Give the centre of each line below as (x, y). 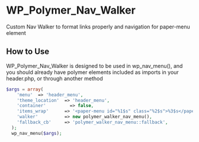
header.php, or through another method (54, 78)
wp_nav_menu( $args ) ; (37, 133)
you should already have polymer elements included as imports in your (92, 72)
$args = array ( (25, 89)
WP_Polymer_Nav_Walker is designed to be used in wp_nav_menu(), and (94, 66)
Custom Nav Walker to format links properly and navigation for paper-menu (98, 27)
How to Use (28, 52)
